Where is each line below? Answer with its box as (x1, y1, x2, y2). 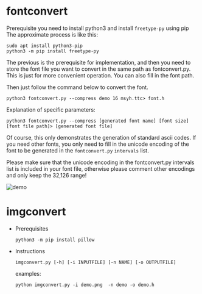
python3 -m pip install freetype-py (6, 48, 99, 54)
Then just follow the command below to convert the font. (6, 84, 148, 91)
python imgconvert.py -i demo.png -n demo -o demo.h (15, 282, 155, 288)
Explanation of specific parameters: (6, 106, 96, 113)
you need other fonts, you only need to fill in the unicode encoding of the (6, 140, 190, 148)
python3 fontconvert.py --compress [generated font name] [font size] (6, 118, 189, 124)
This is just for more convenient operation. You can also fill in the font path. (6, 71, 195, 79)
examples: (15, 270, 41, 277)
